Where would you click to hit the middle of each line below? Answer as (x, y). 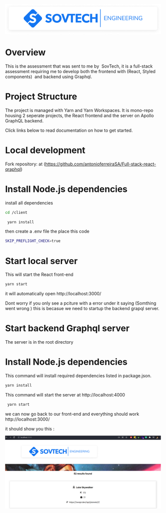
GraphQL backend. (24, 120)
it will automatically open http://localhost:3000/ (53, 294)
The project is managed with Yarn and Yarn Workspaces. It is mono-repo (79, 110)
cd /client (16, 212)
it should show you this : (30, 429)
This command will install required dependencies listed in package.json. (78, 376)
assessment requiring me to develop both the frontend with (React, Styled (80, 71)
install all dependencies (29, 203)
